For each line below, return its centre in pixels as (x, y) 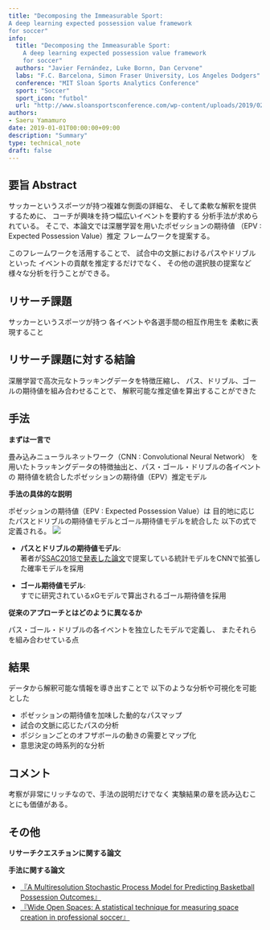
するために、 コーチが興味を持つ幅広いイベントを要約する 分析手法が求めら (133, 216)
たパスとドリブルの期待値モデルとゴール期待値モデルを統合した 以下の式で (133, 521)
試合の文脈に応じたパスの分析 (69, 726)
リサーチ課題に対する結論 (72, 360)
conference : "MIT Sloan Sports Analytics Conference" (107, 83)
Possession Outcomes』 (61, 897)
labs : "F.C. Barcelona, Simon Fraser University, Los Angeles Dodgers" (138, 76)
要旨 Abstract (43, 185)
